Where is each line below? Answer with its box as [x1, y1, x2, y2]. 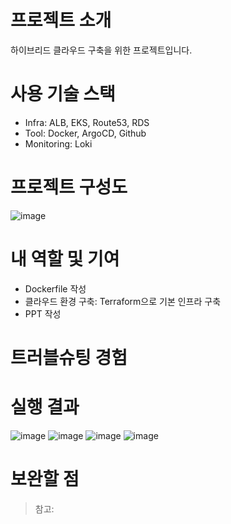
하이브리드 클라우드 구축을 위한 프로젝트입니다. [10, 44, 193, 56]
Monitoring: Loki [24, 137, 93, 150]
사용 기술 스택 [10, 83, 116, 106]
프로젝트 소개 [10, 9, 112, 32]
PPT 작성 [24, 307, 62, 320]
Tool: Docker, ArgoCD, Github [24, 127, 147, 139]
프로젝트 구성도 [10, 176, 128, 199]
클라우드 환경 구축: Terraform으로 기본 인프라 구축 [24, 295, 222, 307]
